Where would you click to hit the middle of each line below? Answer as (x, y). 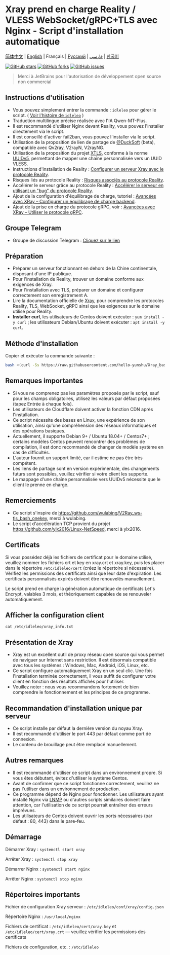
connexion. (24, 739)
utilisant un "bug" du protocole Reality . (53, 191)
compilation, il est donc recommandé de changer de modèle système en (88, 447)
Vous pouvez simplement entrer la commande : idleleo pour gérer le (84, 109)
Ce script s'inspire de (35, 512)
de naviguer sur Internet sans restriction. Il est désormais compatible (84, 660)
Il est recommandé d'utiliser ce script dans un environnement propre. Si (87, 773)
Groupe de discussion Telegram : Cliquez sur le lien (66, 240)
